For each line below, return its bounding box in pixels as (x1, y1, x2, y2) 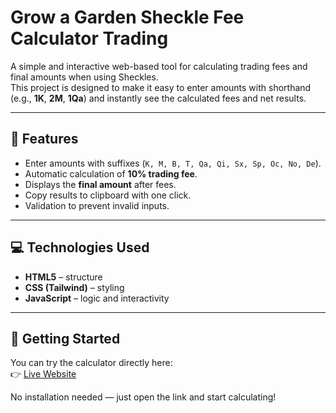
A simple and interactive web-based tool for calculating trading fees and (10, 60, 308, 72)
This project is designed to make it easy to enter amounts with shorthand (10, 81, 312, 93)
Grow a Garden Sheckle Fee (10, 6, 245, 29)
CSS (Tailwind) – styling (24, 281, 125, 293)
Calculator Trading (10, 27, 169, 50)
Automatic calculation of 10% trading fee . (24, 167, 198, 180)
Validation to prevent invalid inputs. (24, 199, 170, 211)
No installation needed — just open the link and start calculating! (10, 391, 277, 403)
